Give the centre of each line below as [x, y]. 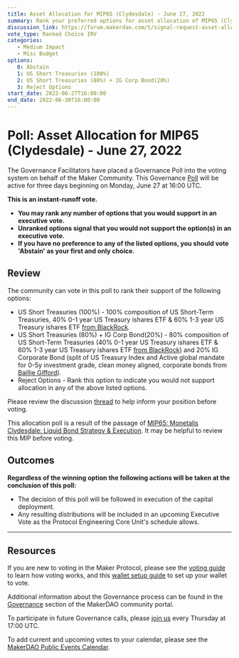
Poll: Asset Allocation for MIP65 [103, 135]
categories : [25, 41]
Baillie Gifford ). [39, 372]
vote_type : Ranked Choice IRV [52, 34]
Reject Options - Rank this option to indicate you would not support [116, 380]
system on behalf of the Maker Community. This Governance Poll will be [113, 178]
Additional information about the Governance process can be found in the [115, 597]
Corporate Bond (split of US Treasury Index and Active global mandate [121, 357]
